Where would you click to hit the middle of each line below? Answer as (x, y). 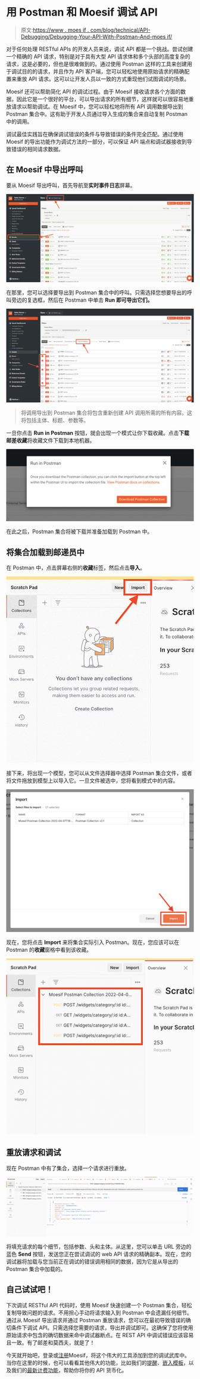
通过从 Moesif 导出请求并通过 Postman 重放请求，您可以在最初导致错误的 (96, 1320)
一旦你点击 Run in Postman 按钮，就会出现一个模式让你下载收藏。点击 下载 (98, 433)
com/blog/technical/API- (120, 30)
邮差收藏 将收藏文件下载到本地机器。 (51, 440)
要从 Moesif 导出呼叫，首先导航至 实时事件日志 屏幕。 (71, 185)
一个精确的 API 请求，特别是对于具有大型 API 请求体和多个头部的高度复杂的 (98, 56)
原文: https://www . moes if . (55, 30)
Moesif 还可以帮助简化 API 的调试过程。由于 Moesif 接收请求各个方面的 (93, 91)
